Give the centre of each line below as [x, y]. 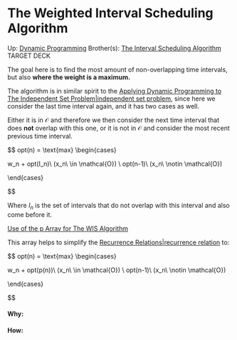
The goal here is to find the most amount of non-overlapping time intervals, [117, 69]
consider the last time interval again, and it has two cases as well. [104, 106]
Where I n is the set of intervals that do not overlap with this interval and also [118, 206]
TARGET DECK [29, 56]
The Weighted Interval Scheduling [110, 13]
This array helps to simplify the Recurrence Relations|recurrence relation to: [118, 242]
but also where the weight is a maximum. [69, 77]
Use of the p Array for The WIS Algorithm [68, 228]
